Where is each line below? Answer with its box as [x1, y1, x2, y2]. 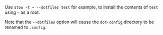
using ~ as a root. [4, 9, 40, 15]
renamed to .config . [4, 24, 47, 30]
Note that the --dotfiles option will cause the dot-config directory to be [4, 19, 154, 25]
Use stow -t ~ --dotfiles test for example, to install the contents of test [4, 4, 158, 10]
